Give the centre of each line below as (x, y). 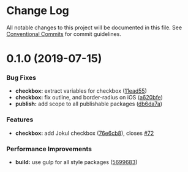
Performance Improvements (49, 149)
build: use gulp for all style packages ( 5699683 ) (76, 162)
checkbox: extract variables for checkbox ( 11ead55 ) (81, 91)
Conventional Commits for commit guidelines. (64, 34)
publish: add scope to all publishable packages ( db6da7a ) (89, 104)
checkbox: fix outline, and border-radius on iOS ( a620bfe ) (89, 98)
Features (20, 120)
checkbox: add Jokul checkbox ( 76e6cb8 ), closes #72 (85, 133)
